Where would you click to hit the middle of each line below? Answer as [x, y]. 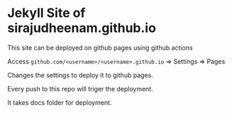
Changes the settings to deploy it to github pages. [81, 75]
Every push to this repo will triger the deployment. [81, 89]
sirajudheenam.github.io [82, 28]
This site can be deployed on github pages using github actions [100, 47]
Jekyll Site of [46, 13]
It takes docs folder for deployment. [60, 102]
